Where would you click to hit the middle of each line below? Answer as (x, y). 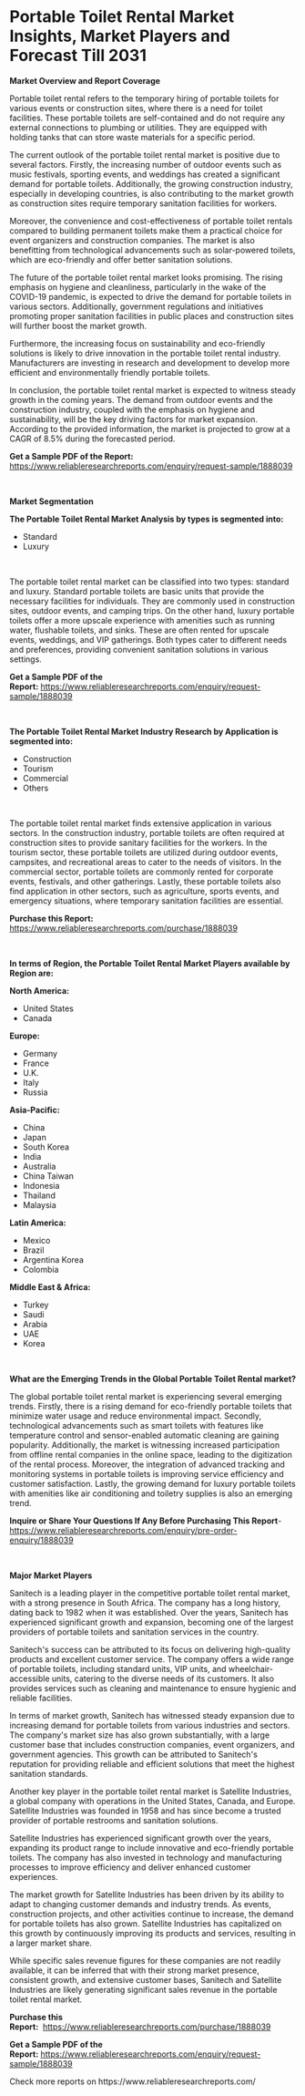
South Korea (46, 1147)
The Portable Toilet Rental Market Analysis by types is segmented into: (147, 519)
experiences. (34, 1876)
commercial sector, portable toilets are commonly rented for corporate (142, 872)
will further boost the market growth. (78, 325)
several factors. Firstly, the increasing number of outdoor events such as (146, 164)
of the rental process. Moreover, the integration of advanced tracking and (147, 1464)
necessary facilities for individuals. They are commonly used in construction (152, 601)
